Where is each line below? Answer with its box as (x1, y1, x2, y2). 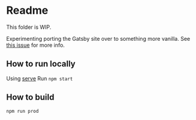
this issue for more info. (6, 41, 65, 49)
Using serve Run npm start (6, 74, 73, 82)
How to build (6, 92, 55, 103)
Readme (6, 4, 49, 17)
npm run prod (6, 108, 39, 114)
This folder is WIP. (6, 23, 52, 31)
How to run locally (6, 59, 76, 69)
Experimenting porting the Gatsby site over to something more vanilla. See (6, 35, 191, 42)
